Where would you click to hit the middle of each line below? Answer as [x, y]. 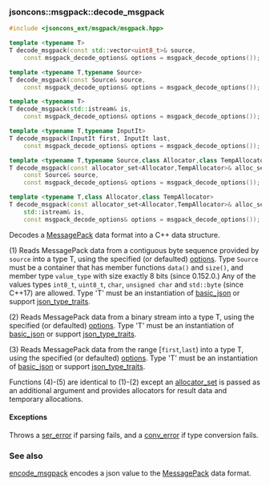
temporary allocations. [46, 399]
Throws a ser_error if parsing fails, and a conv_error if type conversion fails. [134, 435]
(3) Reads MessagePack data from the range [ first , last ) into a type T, [126, 349]
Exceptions [28, 417]
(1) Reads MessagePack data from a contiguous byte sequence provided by [134, 250]
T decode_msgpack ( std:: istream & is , [70, 109]
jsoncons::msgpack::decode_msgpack [87, 12]
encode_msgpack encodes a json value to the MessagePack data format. [130, 473]
